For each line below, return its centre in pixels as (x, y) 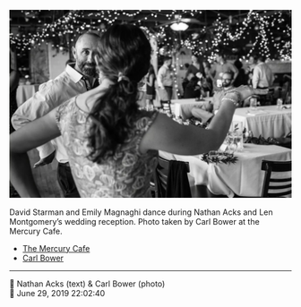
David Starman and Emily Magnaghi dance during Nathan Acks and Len (141, 212)
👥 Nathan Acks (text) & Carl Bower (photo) (87, 284)
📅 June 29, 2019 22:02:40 (57, 293)
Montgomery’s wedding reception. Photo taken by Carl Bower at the (134, 221)
